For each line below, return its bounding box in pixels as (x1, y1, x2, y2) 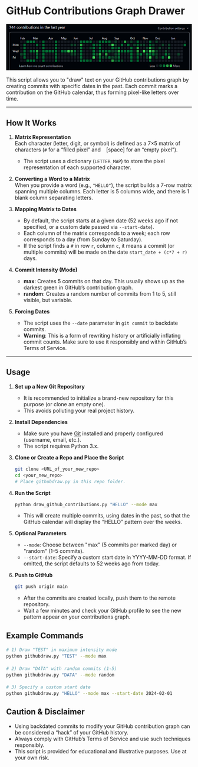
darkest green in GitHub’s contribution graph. (23, 284, 134, 291)
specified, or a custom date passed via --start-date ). (23, 224, 154, 231)
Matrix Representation (14, 134, 71, 141)
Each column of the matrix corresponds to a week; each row (23, 229, 170, 237)
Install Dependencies (14, 418, 68, 425)
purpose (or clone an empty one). (23, 400, 105, 407)
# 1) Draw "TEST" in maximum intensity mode (6, 647, 117, 653)
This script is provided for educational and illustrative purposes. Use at (14, 747, 187, 755)
